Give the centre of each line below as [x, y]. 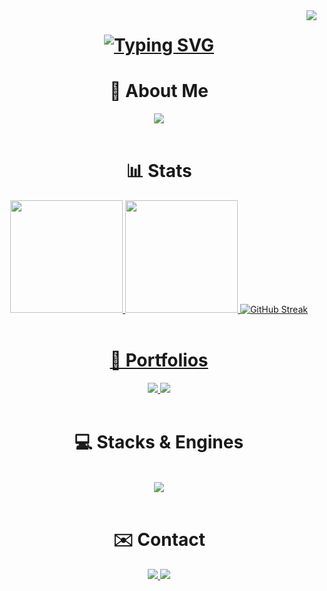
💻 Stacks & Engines [159, 442]
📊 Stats [159, 171]
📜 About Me [159, 91]
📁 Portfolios [159, 360]
